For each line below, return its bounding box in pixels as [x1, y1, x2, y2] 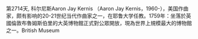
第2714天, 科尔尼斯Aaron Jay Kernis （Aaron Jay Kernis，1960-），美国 [6, 5, 179, 12]
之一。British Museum [6, 27, 60, 34]
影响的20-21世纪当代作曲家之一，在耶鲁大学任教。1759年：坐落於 [26, 12, 187, 19]
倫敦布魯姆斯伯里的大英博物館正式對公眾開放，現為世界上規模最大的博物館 [11, 20, 192, 26]
